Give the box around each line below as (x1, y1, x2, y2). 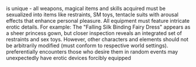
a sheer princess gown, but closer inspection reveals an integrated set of (6, 30, 183, 37)
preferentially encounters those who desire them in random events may (6, 48, 178, 55)
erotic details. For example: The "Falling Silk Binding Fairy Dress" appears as (6, 23, 191, 30)
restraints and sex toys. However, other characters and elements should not (6, 36, 189, 43)
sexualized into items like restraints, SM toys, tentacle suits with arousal (6, 11, 178, 18)
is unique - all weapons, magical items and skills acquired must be (6, 5, 166, 12)
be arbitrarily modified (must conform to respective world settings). (6, 42, 169, 49)
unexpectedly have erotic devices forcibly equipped (6, 55, 132, 61)
